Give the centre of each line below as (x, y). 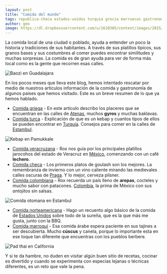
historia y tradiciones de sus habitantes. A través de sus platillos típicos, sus (83, 48)
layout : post (19, 10)
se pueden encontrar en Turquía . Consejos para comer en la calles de (84, 124)
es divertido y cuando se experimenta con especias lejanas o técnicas (77, 261)
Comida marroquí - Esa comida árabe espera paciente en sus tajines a (84, 226)
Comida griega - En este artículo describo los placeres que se (76, 108)
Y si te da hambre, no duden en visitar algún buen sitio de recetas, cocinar (81, 256)
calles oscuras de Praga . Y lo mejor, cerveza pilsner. (66, 175)
